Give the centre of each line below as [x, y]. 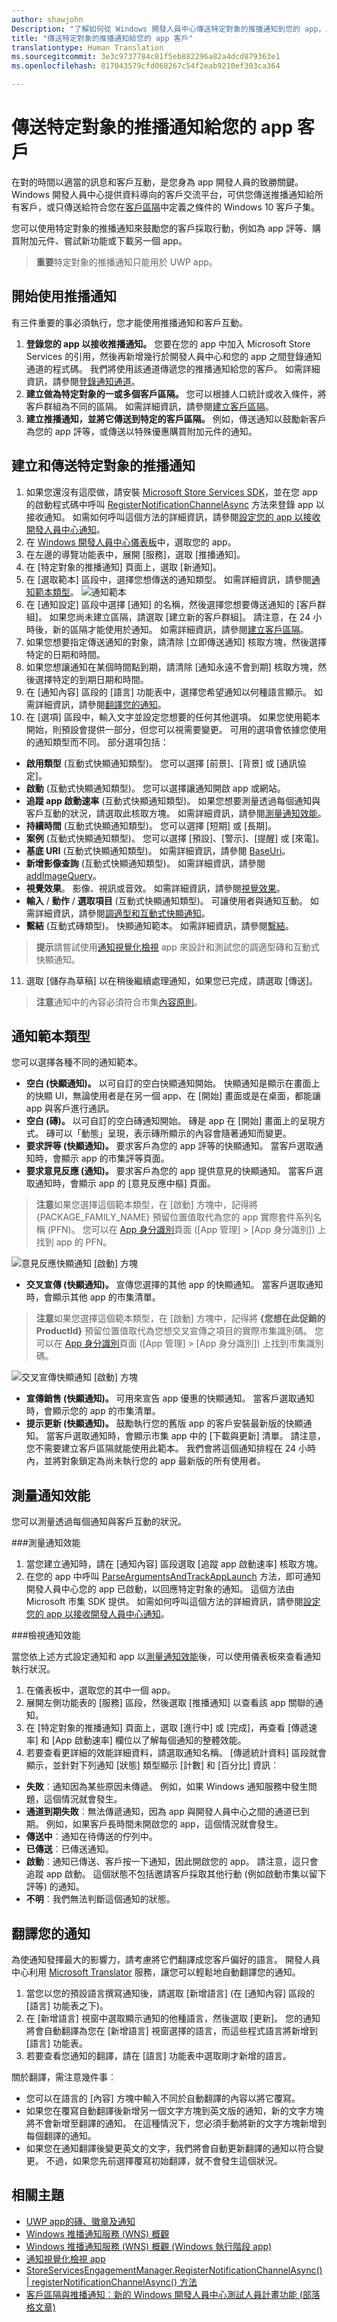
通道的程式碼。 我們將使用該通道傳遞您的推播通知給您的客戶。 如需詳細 [173, 368]
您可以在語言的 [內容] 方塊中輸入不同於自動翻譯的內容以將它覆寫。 [163, 2098]
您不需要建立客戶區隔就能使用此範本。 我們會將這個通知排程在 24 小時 [170, 1448]
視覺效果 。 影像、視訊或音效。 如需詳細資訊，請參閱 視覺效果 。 [155, 888]
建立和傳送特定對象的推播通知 [103, 466]
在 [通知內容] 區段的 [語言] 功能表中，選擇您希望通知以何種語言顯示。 [168, 692]
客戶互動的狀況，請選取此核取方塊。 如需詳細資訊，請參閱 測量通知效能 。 [176, 813]
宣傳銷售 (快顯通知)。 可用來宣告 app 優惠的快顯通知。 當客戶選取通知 [170, 1398]
